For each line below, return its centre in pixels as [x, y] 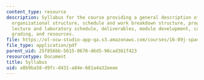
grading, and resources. [43, 34]
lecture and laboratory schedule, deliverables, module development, [101, 29]
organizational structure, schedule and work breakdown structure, [99, 23]
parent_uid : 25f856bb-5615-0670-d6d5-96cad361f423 [72, 51]
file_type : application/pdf [42, 46]
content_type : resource [36, 12]
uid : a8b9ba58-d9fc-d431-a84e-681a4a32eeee [62, 68]
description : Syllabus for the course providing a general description [99, 17]
